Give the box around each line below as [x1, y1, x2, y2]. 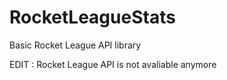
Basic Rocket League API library [9, 39, 142, 51]
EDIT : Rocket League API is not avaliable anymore [9, 58, 217, 70]
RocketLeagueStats [9, 6, 176, 29]
